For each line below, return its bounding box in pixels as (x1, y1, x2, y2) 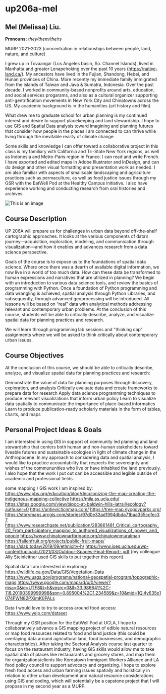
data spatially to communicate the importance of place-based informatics (5, 401, 155, 407)
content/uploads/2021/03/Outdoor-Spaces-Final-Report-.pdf (5, 549, 130, 555)
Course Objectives (5, 351, 64, 360)
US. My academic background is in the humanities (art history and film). (5, 103, 152, 108)
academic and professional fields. (5, 476, 74, 482)
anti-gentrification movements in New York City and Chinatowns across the (5, 97, 159, 103)
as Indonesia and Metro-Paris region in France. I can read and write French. (5, 154, 160, 160)
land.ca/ (5, 71, 22, 77)
